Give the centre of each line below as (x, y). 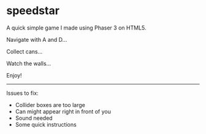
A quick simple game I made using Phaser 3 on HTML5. (76, 28)
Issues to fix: (22, 93)
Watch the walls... (29, 63)
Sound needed (34, 118)
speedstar (33, 11)
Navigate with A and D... (37, 39)
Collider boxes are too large (50, 104)
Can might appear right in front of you (63, 111)
